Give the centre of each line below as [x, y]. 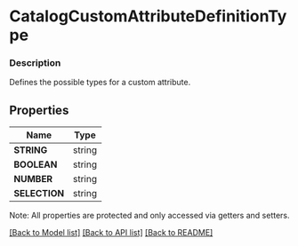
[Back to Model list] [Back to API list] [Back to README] [111, 233]
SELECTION [39, 194]
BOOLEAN [36, 164]
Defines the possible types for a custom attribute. [100, 83]
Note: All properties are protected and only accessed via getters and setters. [150, 216]
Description [35, 63]
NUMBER [33, 179]
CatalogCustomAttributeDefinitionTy [148, 16]
